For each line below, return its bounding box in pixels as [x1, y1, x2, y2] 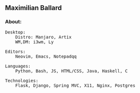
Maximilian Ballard [5, 4, 62, 12]
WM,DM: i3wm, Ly [15, 39, 54, 45]
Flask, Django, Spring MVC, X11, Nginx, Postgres [15, 82, 136, 88]
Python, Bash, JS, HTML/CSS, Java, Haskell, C [15, 68, 128, 74]
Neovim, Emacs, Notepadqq [15, 53, 77, 59]
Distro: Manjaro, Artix [15, 34, 72, 40]
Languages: [5, 63, 31, 69]
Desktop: [5, 29, 26, 35]
